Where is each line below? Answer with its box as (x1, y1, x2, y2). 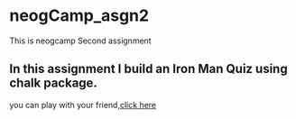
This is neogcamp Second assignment (9, 35, 152, 46)
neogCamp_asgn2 (9, 5, 150, 26)
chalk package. (9, 76, 97, 91)
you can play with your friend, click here (9, 99, 157, 110)
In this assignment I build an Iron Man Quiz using (9, 61, 288, 77)
